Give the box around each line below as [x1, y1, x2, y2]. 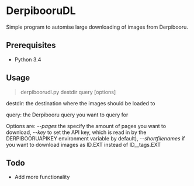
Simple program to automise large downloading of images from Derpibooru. [6, 23, 189, 30]
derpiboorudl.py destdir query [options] [20, 88, 116, 95]
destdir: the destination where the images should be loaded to [6, 99, 155, 106]
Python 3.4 [14, 56, 41, 63]
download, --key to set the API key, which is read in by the [6, 129, 147, 136]
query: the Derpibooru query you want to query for [6, 111, 129, 118]
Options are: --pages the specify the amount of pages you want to [6, 122, 167, 129]
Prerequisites [6, 40, 56, 50]
